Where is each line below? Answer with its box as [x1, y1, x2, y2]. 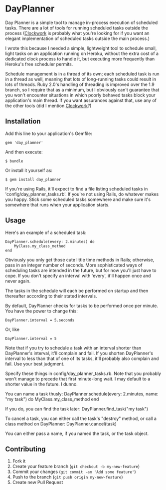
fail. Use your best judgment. [5, 360, 65, 366]
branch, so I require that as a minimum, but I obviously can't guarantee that [5, 86, 160, 92]
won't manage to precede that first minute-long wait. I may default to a [5, 375, 151, 381]
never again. [5, 278, 31, 284]
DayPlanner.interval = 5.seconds [5, 317, 75, 322]
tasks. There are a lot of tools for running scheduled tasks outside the [5, 24, 149, 30]
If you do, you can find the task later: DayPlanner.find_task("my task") [5, 405, 149, 411]
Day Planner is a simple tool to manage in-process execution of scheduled [5, 19, 158, 25]
